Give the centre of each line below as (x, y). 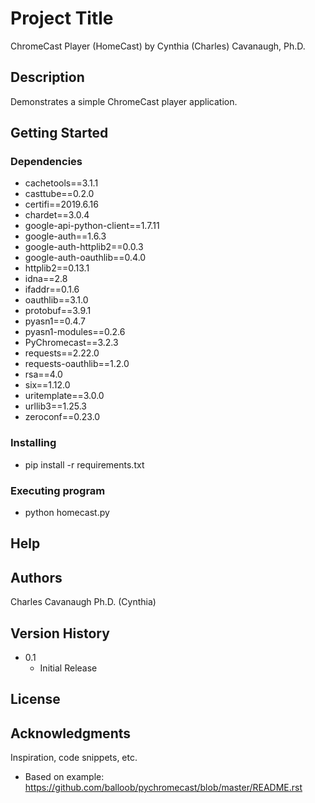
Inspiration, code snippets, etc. (74, 758)
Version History (60, 633)
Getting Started (59, 133)
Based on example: (64, 777)
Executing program (58, 490)
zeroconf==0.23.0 (62, 417)
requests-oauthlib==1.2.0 (77, 364)
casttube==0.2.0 (59, 194)
